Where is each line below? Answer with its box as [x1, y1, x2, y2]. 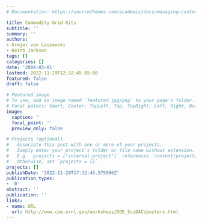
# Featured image [6, 92, 50, 98]
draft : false [6, 81, 39, 87]
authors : [6, 37, 28, 43]
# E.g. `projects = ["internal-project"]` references [6, 153, 149, 159]
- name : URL [6, 203, 36, 209]
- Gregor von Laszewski [6, 42, 66, 48]
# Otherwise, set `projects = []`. [6, 159, 101, 165]
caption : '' [11, 114, 42, 120]
